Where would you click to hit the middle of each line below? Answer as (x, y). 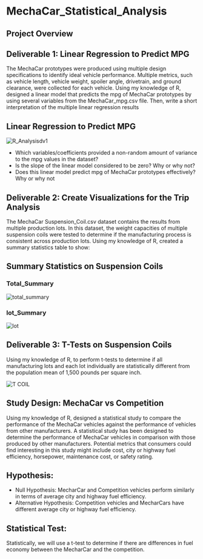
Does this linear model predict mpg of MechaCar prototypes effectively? (105, 172)
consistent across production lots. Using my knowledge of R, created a (95, 241)
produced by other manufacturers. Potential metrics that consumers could (99, 443)
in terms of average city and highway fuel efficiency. (81, 497)
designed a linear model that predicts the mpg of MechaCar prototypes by (99, 95)
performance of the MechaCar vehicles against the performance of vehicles (101, 424)
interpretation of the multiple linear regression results (73, 107)
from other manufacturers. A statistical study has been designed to (90, 430)
